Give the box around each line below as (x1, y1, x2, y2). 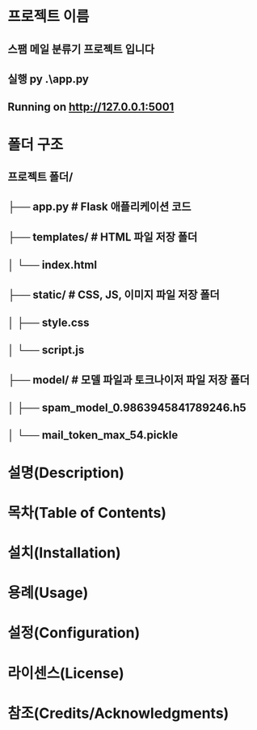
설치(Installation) (7, 544, 122, 562)
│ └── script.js (7, 344, 85, 357)
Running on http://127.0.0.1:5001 (7, 100, 175, 114)
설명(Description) (7, 463, 124, 482)
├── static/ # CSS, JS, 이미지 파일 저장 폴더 (7, 288, 220, 301)
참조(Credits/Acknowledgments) (7, 704, 230, 722)
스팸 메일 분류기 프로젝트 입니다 (7, 42, 155, 56)
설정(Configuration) (7, 624, 141, 642)
